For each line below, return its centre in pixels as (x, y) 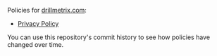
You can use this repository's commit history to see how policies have (108, 37)
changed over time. (36, 44)
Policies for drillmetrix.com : (47, 10)
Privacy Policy (38, 23)
